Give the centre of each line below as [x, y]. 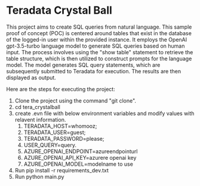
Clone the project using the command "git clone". [75, 100]
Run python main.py [39, 176]
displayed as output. [31, 77]
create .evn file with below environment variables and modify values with [104, 113]
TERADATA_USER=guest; [55, 132]
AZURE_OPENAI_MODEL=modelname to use [78, 164]
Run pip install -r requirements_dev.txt [62, 170]
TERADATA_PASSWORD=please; [64, 138]
